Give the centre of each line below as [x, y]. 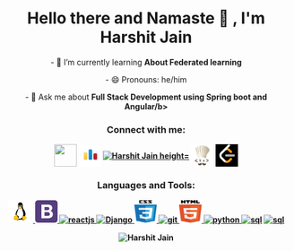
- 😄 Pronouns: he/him [146, 79]
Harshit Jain [146, 37]
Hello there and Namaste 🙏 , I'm [146, 18]
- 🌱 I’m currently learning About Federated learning [146, 62]
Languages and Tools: [146, 186]
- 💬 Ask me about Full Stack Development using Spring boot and [146, 97]
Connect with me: [146, 129]
